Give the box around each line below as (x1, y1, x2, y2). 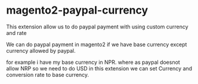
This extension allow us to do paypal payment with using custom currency (6, 23, 189, 30)
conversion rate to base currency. (6, 71, 89, 78)
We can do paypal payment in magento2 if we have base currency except (6, 41, 187, 48)
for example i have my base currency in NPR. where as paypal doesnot (6, 59, 180, 66)
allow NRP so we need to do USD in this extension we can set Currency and (6, 64, 193, 72)
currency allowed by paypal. (6, 47, 76, 54)
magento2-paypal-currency (6, 4, 148, 17)
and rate (6, 29, 27, 36)
